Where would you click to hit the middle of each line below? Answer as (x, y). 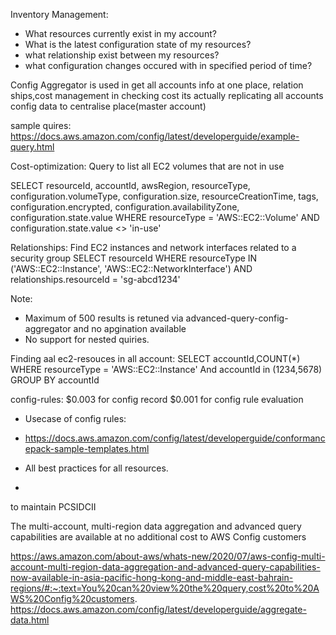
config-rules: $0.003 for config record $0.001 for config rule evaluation (157, 399)
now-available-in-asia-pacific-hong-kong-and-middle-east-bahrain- (152, 577)
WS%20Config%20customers (72, 598)
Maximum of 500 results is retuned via (104, 318)
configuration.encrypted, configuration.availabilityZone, (125, 207)
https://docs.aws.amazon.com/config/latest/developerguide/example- (155, 136)
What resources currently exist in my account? (120, 33)
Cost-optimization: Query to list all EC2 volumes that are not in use (147, 166)
